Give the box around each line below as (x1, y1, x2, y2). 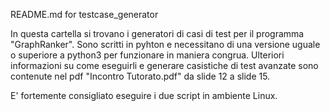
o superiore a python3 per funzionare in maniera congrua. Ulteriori (10, 49, 285, 61)
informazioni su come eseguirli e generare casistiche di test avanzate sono (10, 60, 319, 71)
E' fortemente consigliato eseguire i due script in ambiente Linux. (10, 90, 278, 101)
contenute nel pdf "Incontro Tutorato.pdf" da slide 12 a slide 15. (10, 70, 271, 82)
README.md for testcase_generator (10, 9, 159, 20)
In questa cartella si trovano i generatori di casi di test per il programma (10, 28, 305, 39)
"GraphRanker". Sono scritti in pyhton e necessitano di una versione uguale (10, 39, 321, 50)
